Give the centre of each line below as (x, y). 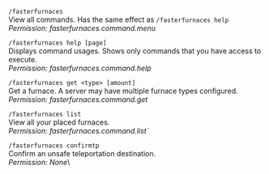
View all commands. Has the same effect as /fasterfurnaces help (119, 19)
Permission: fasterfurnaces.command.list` (79, 131)
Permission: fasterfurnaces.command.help (80, 68)
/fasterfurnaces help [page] (58, 43)
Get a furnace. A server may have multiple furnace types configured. (124, 91)
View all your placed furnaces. (59, 122)
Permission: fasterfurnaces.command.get (78, 100)
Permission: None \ (39, 162)
